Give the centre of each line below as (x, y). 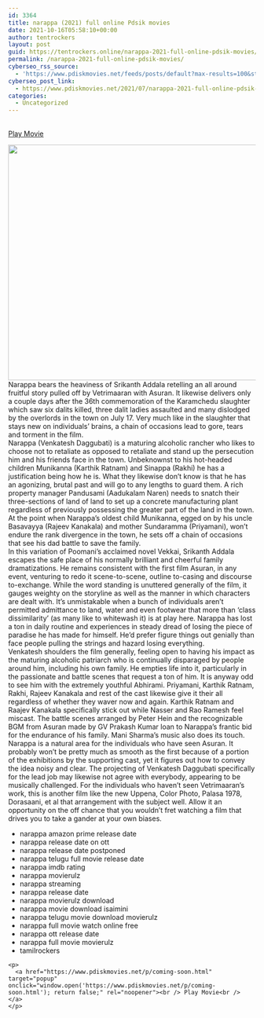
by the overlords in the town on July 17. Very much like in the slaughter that (129, 418)
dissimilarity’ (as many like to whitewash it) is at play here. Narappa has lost (130, 618)
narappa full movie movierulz (66, 943)
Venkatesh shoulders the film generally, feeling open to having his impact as (132, 652)
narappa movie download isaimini (73, 909)
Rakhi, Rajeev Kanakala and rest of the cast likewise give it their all (115, 694)
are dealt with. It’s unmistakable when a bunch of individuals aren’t (116, 602)
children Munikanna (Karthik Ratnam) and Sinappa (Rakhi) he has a (117, 468)
